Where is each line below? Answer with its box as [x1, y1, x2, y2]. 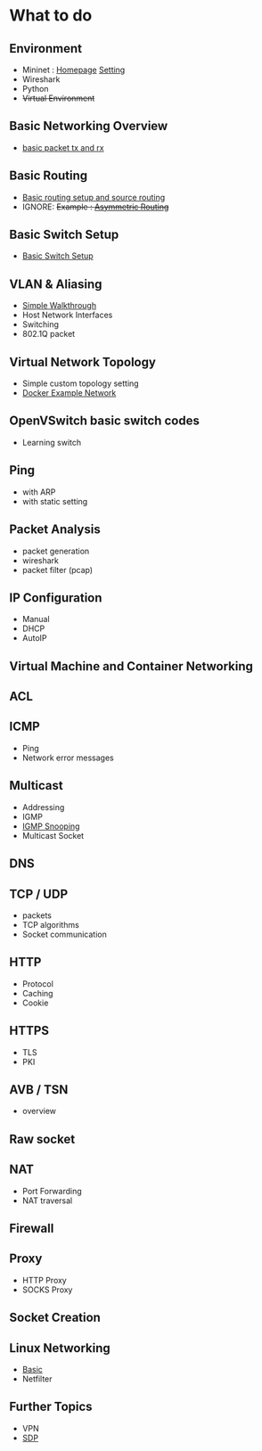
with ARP [21, 487, 56, 497]
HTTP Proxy [21, 1275, 67, 1285]
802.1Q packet [21, 329, 76, 340]
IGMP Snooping [21, 821, 80, 832]
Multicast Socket [21, 830, 85, 840]
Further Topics [9, 1399, 93, 1414]
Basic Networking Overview [9, 119, 168, 134]
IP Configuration [9, 590, 102, 605]
